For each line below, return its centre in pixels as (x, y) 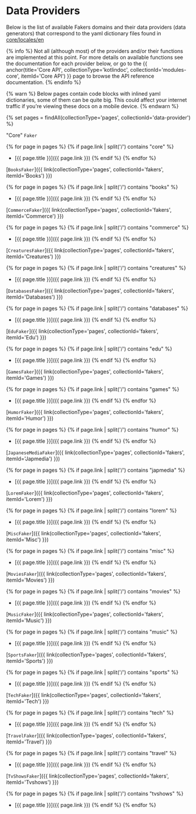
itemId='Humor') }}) (30, 418)
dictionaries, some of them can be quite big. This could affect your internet (97, 100)
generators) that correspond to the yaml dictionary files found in (84, 33)
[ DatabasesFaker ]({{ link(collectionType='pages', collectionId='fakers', (90, 291)
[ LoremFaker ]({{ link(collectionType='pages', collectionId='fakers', (85, 493)
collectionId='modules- (158, 69)
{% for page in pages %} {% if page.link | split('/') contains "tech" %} (90, 712)
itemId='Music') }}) (29, 620)
